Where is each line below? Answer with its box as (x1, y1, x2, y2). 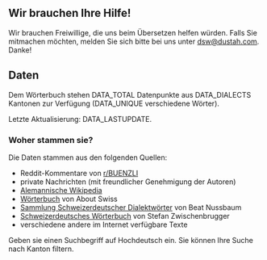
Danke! (8, 44, 32, 55)
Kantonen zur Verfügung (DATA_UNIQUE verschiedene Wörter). (8, 99, 220, 108)
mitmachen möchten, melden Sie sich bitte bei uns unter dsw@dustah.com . (8, 36, 260, 46)
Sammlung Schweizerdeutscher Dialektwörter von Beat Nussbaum (19, 202, 242, 212)
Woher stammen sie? (8, 134, 94, 145)
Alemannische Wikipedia (19, 185, 102, 195)
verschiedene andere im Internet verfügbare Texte (19, 220, 188, 229)
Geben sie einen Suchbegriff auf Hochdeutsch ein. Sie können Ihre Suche (8, 235, 254, 245)
